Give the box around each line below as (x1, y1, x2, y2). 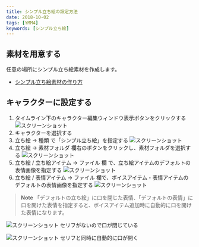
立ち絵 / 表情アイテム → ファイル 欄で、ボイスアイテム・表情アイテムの (14, 174, 189, 181)
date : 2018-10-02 (6, 14, 49, 20)
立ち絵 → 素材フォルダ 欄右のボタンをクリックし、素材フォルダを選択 (14, 144, 186, 151)
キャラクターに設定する (6, 98, 92, 108)
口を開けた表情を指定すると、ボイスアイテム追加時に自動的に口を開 (20, 201, 187, 208)
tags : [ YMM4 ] (6, 20, 39, 26)
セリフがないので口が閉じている (60, 221, 138, 229)
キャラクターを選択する (14, 129, 72, 136)
